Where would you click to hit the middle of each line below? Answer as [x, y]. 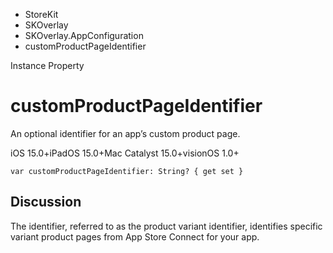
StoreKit [41, 14]
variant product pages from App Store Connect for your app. [135, 236]
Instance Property [47, 65]
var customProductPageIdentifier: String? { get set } [127, 171]
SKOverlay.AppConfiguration [84, 35]
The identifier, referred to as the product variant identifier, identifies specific [166, 226]
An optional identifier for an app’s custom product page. [125, 133]
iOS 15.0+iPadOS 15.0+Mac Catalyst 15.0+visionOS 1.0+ [125, 153]
